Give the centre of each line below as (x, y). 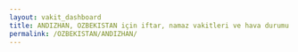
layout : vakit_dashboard (55, 17)
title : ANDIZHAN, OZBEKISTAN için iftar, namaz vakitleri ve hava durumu (149, 26)
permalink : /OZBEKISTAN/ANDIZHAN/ (74, 33)
